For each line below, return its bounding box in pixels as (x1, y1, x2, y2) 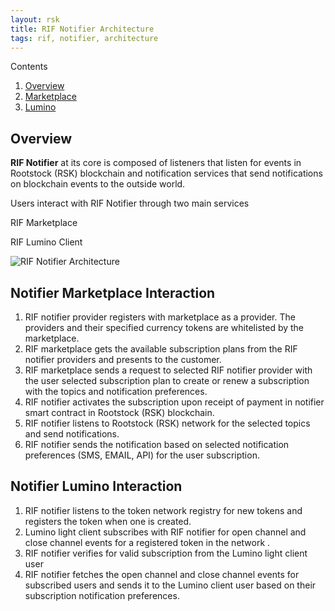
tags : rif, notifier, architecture (10, 33, 159, 43)
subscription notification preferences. (24, 589, 180, 601)
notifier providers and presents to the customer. (24, 354, 222, 365)
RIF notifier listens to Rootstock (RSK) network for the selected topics (24, 417, 311, 429)
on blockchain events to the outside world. (10, 178, 186, 190)
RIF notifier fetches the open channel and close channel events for (24, 568, 300, 580)
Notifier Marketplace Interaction (10, 284, 216, 301)
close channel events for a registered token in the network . (24, 536, 271, 548)
